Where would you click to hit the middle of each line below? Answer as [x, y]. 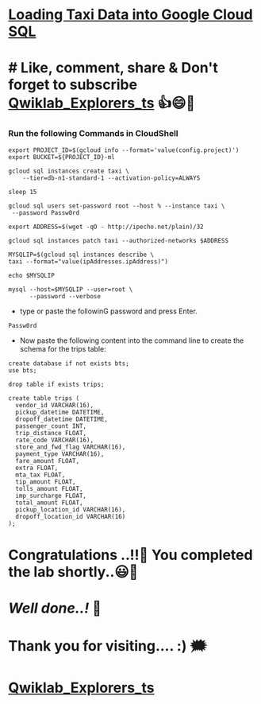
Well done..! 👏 [55, 608]
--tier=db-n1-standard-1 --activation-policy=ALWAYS [111, 178]
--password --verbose [65, 296]
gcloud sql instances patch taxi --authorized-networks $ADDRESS [118, 240]
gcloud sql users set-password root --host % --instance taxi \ [117, 206]
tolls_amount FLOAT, [49, 488]
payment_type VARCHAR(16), [60, 454]
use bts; [23, 370]
